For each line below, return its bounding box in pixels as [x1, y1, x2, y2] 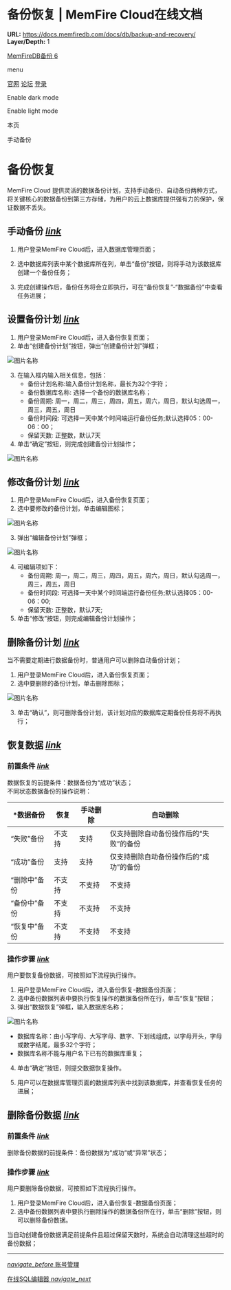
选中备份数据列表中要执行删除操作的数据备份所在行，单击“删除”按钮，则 [16, 1207, 222, 1216]
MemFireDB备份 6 [7, 52, 58, 60]
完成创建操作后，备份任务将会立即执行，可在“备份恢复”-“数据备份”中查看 [16, 283, 223, 291]
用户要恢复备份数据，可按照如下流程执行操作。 [7, 971, 140, 979]
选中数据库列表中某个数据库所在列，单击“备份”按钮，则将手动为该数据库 [16, 259, 222, 267]
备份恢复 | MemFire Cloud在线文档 [7, 7, 203, 23]
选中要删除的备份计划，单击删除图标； [16, 679, 126, 688]
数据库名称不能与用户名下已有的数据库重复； [16, 1049, 144, 1058]
